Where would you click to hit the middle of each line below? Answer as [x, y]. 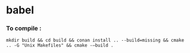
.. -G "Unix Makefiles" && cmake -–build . [60, 45]
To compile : [24, 29]
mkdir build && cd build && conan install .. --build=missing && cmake [95, 40]
